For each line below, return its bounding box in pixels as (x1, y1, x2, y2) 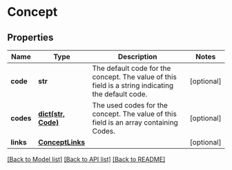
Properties (7, 32, 54, 43)
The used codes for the (92, 100, 168, 110)
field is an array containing (92, 118, 178, 127)
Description (117, 52, 157, 61)
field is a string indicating (92, 81, 174, 90)
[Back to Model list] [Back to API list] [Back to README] (7, 156, 166, 163)
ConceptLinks (37, 138, 85, 147)
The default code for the (92, 63, 171, 73)
